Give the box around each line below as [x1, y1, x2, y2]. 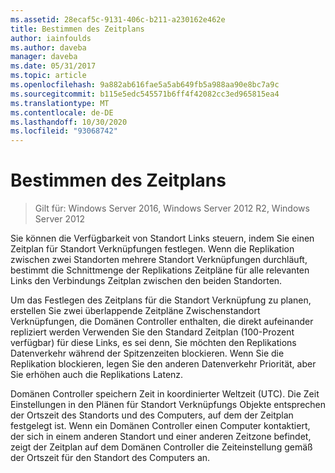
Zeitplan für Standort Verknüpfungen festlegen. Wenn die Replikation [10, 243, 295, 255]
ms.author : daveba [10, 42, 87, 53]
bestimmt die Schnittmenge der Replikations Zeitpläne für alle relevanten [10, 264, 310, 276]
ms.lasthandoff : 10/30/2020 [10, 117, 128, 127]
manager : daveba [10, 52, 78, 62]
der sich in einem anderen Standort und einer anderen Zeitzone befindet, [10, 431, 312, 443]
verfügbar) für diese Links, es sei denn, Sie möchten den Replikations [10, 337, 297, 349]
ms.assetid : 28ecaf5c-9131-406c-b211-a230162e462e [10, 14, 226, 25]
